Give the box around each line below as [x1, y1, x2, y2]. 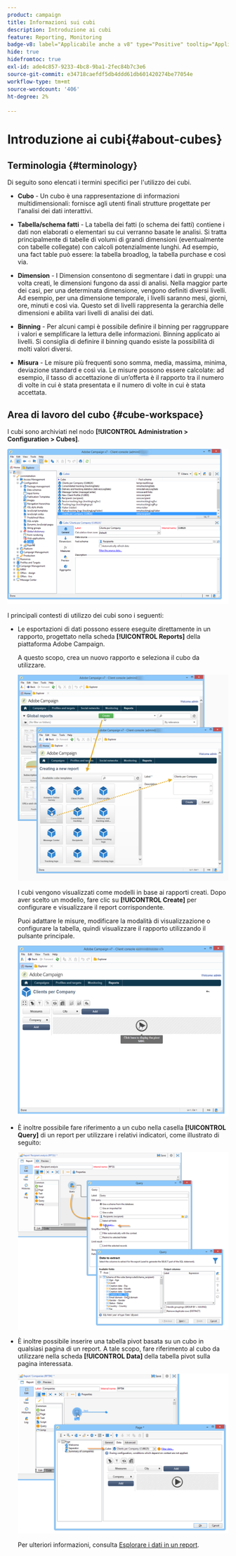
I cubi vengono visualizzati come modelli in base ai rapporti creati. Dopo [17, 888, 226, 896]
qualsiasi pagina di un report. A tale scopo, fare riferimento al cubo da [17, 1344, 220, 1353]
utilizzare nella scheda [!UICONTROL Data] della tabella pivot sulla [17, 1352, 211, 1360]
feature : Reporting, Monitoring [7, 34, 102, 41]
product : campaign [7, 11, 61, 18]
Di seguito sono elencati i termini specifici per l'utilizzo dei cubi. [7, 178, 192, 186]
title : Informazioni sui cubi [7, 18, 96, 26]
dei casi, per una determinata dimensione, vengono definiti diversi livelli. [17, 286, 227, 295]
